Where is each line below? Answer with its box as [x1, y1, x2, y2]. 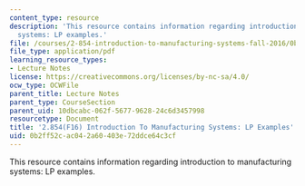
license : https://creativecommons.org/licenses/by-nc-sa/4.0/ [9, 73, 250, 82]
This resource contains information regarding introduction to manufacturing [9, 156, 292, 167]
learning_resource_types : [9, 55, 107, 64]
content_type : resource [9, 13, 100, 23]
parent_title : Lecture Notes [9, 89, 120, 98]
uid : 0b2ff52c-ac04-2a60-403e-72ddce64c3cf [9, 132, 177, 141]
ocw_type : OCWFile [9, 81, 79, 90]
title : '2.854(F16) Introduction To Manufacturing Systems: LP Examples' [9, 123, 295, 132]
